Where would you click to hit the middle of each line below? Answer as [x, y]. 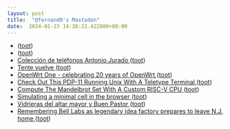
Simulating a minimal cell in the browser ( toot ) [82, 97]
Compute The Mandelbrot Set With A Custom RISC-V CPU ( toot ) [108, 89]
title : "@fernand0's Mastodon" [53, 20]
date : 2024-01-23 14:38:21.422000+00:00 [67, 26]
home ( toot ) [34, 119]
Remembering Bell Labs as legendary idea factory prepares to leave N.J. [120, 111]
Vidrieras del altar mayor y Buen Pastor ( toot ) [81, 104]
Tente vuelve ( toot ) [44, 68]
